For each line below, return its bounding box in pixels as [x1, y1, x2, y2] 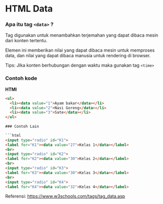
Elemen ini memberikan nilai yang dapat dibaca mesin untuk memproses [5, 47, 155, 53]
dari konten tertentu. [5, 38, 48, 44]
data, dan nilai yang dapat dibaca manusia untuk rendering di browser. [5, 53, 151, 59]
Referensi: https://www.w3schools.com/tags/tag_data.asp [5, 193, 125, 199]
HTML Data [5, 3, 53, 15]
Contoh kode [5, 75, 38, 82]
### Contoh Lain [5, 124, 39, 129]
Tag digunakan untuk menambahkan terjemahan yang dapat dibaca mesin [5, 32, 158, 38]
